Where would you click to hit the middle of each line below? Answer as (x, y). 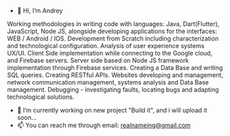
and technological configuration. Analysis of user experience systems (106, 46)
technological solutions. (41, 97)
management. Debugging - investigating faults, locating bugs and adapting (113, 90)
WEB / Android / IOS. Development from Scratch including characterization (113, 38)
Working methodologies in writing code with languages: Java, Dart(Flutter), (113, 24)
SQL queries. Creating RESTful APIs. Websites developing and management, (115, 75)
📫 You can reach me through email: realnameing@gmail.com (104, 125)
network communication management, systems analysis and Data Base (108, 82)
